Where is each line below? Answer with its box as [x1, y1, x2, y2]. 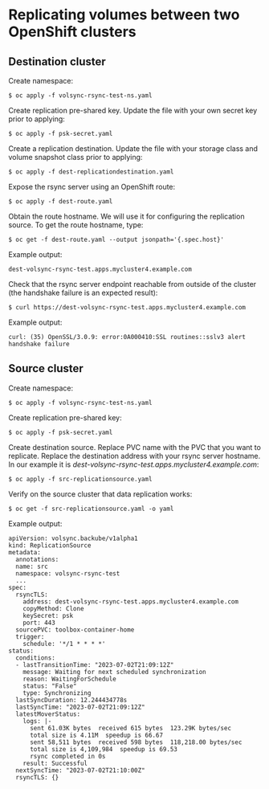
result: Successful [22, 759, 88, 767]
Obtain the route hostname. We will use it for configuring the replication [8, 211, 245, 221]
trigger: [15, 632, 45, 640]
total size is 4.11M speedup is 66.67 [29, 731, 163, 739]
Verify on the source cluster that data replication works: [8, 489, 193, 499]
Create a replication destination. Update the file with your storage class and [8, 144, 259, 153]
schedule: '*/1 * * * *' [22, 640, 106, 648]
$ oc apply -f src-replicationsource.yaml [8, 475, 153, 483]
